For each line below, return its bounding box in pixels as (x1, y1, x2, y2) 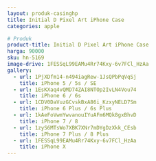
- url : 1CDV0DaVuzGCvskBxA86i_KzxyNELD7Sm (13, 99, 137, 106)
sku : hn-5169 (7, 54, 45, 62)
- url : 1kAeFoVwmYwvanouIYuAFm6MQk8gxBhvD (13, 112, 137, 119)
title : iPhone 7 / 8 (19, 118, 78, 125)
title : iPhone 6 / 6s (19, 92, 81, 99)
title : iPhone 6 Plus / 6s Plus (19, 106, 112, 112)
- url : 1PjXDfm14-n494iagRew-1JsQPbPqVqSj (13, 73, 137, 80)
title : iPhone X (19, 143, 67, 151)
